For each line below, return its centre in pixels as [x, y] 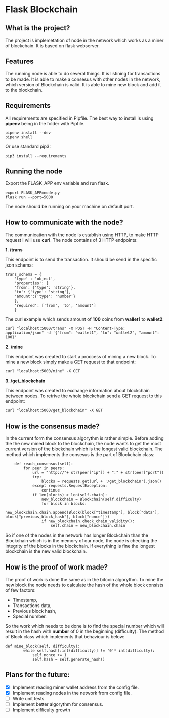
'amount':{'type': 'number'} [45, 297]
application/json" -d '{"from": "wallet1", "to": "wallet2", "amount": [82, 333]
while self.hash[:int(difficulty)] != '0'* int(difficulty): [89, 650]
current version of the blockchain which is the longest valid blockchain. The [84, 449]
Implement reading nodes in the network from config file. [72, 693]
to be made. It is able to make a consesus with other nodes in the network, [83, 79]
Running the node [34, 172]
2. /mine [14, 347]
